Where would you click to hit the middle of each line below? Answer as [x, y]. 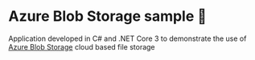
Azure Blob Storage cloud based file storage [82, 46]
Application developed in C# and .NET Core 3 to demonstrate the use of [127, 38]
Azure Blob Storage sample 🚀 [108, 16]
